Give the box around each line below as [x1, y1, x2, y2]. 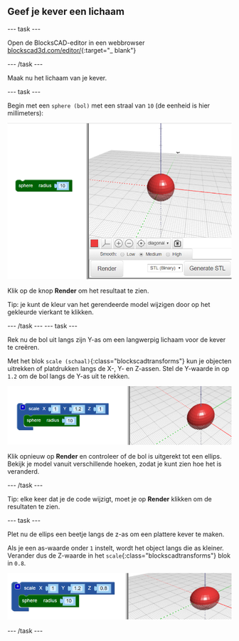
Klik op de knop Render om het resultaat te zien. [7, 286, 149, 295]
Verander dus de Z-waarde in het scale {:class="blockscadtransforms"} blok [7, 551, 231, 560]
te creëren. [7, 343, 40, 351]
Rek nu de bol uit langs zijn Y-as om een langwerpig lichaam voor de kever [7, 335, 226, 344]
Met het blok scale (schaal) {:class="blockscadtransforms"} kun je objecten [7, 356, 232, 365]
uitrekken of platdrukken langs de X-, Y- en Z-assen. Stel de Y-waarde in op [7, 364, 230, 372]
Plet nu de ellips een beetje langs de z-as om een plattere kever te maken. [7, 530, 225, 538]
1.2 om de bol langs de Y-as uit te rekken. [7, 372, 130, 380]
